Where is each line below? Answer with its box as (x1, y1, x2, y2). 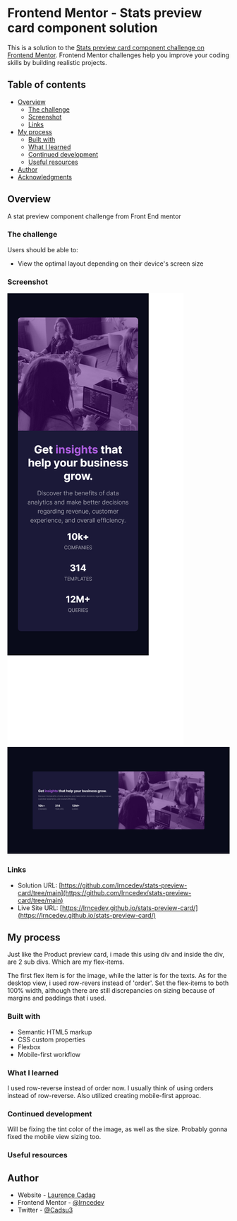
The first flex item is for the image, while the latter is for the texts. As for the (7, 972, 227, 980)
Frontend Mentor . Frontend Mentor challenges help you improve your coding (7, 51, 230, 59)
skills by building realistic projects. (7, 58, 107, 66)
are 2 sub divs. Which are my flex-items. (7, 957, 125, 966)
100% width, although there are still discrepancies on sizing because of (7, 986, 215, 995)
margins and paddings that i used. (7, 994, 107, 1003)
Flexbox (17, 1042, 41, 1051)
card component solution (7, 20, 158, 36)
